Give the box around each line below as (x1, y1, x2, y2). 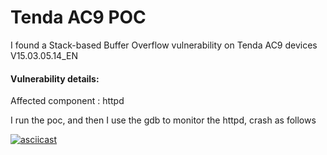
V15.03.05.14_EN (10, 49, 78, 61)
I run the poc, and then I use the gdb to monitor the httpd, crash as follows (10, 114, 317, 126)
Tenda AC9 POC (10, 6, 147, 29)
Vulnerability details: (10, 72, 100, 85)
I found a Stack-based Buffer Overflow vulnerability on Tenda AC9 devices (10, 39, 318, 51)
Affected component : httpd (10, 95, 125, 107)
